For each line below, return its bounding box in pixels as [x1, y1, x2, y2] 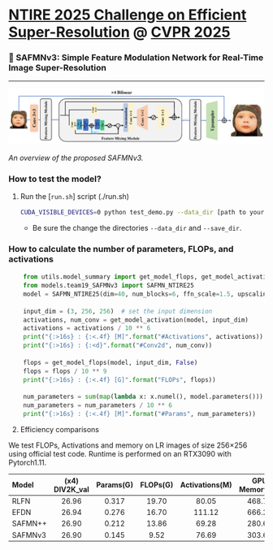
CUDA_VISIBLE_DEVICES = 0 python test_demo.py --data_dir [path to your [19, 209, 265, 217]
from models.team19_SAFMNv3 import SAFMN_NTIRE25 [23, 282, 195, 290]
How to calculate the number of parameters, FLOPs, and [8, 243, 234, 254]
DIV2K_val [54, 484, 89, 494]
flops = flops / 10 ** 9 [23, 367, 107, 375]
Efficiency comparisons [19, 425, 100, 435]
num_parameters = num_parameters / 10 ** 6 [23, 401, 173, 409]
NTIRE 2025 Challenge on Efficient [8, 6, 247, 24]
